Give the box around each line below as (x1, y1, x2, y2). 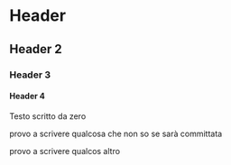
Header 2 (9, 41, 63, 57)
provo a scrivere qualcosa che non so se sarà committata (9, 128, 223, 139)
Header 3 (9, 69, 51, 81)
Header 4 (9, 91, 45, 102)
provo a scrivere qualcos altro (9, 145, 120, 156)
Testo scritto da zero (9, 110, 87, 122)
